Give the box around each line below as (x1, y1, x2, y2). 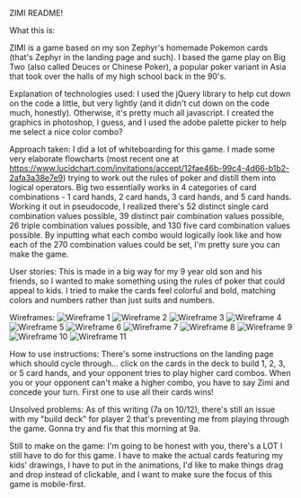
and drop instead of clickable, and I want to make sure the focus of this (9, 469, 272, 479)
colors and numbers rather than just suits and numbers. (9, 295, 216, 305)
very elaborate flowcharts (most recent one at (9, 153, 180, 164)
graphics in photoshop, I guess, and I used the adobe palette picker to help (9, 117, 288, 127)
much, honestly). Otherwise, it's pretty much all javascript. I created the (9, 108, 274, 118)
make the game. (9, 249, 69, 259)
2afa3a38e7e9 (9, 172, 64, 183)
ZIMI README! (9, 8, 64, 18)
